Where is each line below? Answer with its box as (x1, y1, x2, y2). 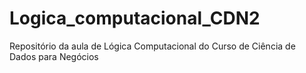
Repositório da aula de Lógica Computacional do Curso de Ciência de (9, 40, 296, 52)
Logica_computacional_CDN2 (9, 7, 261, 30)
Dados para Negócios (9, 50, 99, 62)
